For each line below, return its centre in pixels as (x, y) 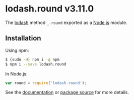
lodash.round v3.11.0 (50, 9)
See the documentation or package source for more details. (67, 92)
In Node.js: (16, 73)
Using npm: (17, 50)
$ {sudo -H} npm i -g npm (32, 59)
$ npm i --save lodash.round (36, 64)
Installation (23, 38)
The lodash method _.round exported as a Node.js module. (66, 22)
